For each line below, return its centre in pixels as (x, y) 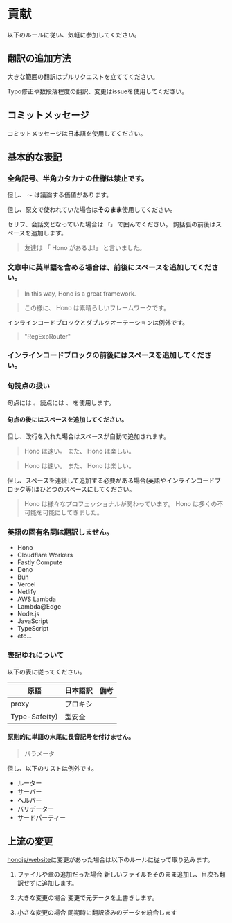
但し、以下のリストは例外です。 (53, 768)
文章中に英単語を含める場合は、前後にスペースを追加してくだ (109, 267)
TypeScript (33, 629)
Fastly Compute (40, 562)
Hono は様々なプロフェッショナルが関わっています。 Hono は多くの (121, 503)
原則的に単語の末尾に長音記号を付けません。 (71, 737)
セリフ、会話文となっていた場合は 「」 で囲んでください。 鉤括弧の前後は (111, 224)
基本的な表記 (35, 157)
